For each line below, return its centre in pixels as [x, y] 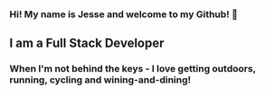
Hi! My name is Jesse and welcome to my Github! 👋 [123, 14]
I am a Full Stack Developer [87, 43]
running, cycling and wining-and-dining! [100, 80]
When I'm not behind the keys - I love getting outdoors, [132, 69]
